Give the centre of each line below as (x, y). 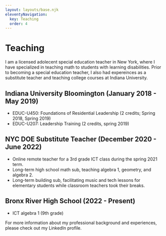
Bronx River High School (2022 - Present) (70, 201)
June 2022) (24, 147)
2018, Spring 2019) (31, 118)
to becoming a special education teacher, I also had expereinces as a (76, 73)
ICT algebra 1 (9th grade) (38, 213)
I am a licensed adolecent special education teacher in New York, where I (80, 62)
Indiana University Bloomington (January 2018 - (81, 93)
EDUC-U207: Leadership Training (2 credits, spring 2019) (71, 124)
